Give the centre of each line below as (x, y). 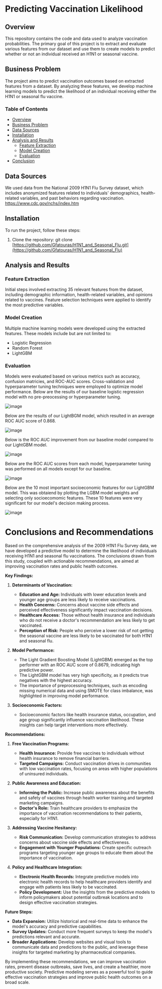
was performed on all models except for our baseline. (58, 469)
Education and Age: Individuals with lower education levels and (83, 594)
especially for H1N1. (39, 818)
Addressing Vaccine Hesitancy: (44, 828)
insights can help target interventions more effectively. (74, 725)
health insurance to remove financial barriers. (65, 758)
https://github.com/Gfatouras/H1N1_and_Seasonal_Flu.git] (71, 245)
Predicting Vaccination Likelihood (74, 9)
